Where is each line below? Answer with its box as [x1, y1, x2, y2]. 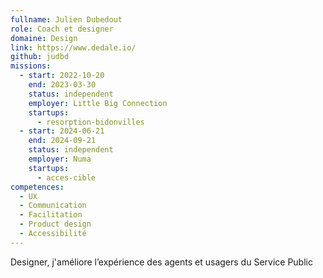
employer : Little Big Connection [28, 98, 168, 108]
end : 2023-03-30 [28, 80, 97, 90]
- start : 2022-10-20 [19, 71, 105, 81]
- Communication [19, 201, 87, 211]
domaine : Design [10, 33, 78, 43]
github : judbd [10, 52, 70, 62]
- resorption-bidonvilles [36, 117, 145, 127]
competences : [10, 182, 65, 192]
